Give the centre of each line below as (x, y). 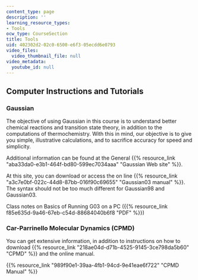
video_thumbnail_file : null (46, 56)
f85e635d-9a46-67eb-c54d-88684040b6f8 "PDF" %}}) (75, 213)
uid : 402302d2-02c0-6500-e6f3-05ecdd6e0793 (61, 45)
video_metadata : (26, 61)
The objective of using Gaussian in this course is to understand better (92, 121)
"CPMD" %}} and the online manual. (51, 254)
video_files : (22, 51)
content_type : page (30, 12)
